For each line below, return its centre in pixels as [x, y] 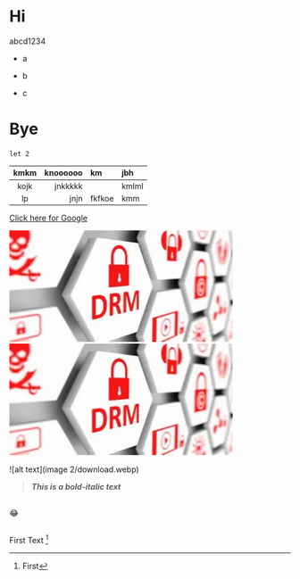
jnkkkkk [69, 186]
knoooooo [63, 173]
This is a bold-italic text [76, 487]
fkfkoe [102, 198]
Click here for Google [48, 218]
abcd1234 [28, 41]
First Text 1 [29, 539]
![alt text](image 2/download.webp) [75, 469]
